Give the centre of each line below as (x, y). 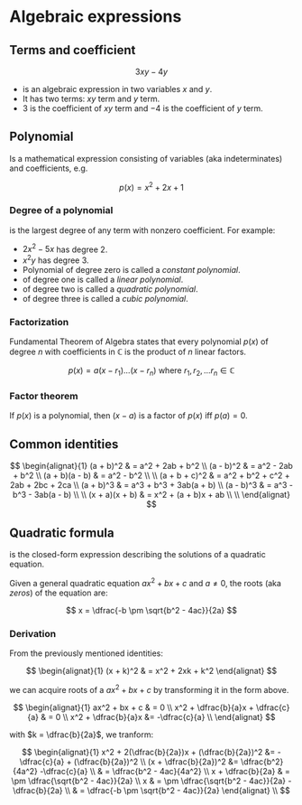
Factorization (39, 322)
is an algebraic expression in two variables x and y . (117, 89)
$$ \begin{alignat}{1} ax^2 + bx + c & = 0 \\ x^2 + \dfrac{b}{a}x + (133, 707)
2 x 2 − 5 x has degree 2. (65, 248)
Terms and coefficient (73, 50)
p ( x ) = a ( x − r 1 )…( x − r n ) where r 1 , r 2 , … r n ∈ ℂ (151, 372)
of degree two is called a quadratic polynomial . (110, 289)
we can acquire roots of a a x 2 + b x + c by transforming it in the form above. (149, 689)
